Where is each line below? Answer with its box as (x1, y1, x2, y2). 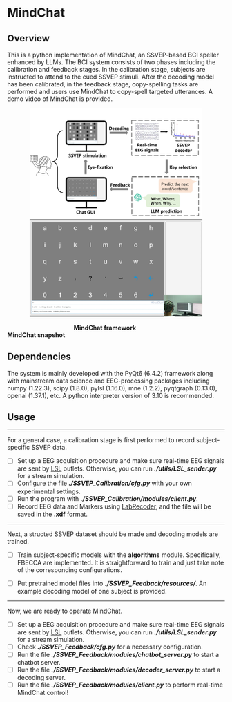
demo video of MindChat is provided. (7, 95, 113, 103)
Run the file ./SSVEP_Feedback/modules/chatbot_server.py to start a (17, 650, 220, 658)
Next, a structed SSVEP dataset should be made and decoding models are (7, 530, 219, 538)
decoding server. (17, 674, 66, 681)
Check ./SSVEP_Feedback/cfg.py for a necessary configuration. (17, 643, 204, 651)
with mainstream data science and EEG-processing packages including (7, 377, 210, 385)
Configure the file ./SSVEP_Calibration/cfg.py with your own (17, 479, 192, 488)
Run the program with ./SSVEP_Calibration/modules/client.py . (17, 494, 198, 502)
